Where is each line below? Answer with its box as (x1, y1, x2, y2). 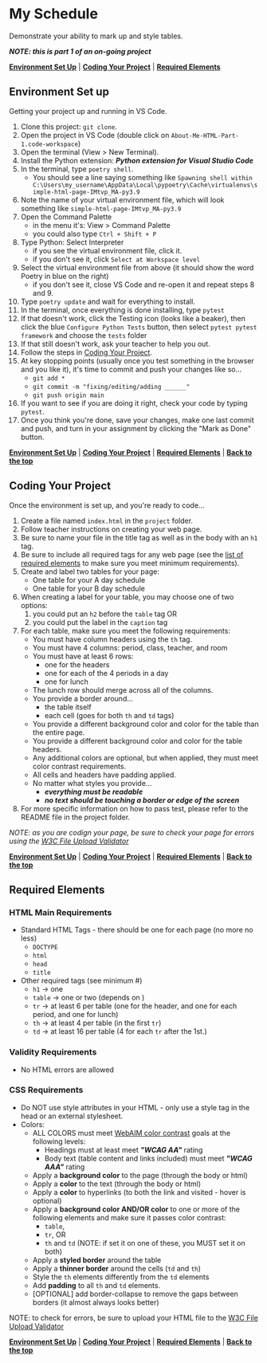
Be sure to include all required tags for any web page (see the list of (20, 549, 244, 559)
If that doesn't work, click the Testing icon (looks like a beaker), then (20, 313, 246, 323)
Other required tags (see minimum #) (20, 976, 143, 985)
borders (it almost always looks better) (32, 1297, 159, 1307)
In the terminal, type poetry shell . (20, 164, 134, 174)
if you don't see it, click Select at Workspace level (32, 254, 201, 264)
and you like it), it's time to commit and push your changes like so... (20, 364, 242, 374)
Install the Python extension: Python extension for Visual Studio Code (20, 155, 254, 165)
